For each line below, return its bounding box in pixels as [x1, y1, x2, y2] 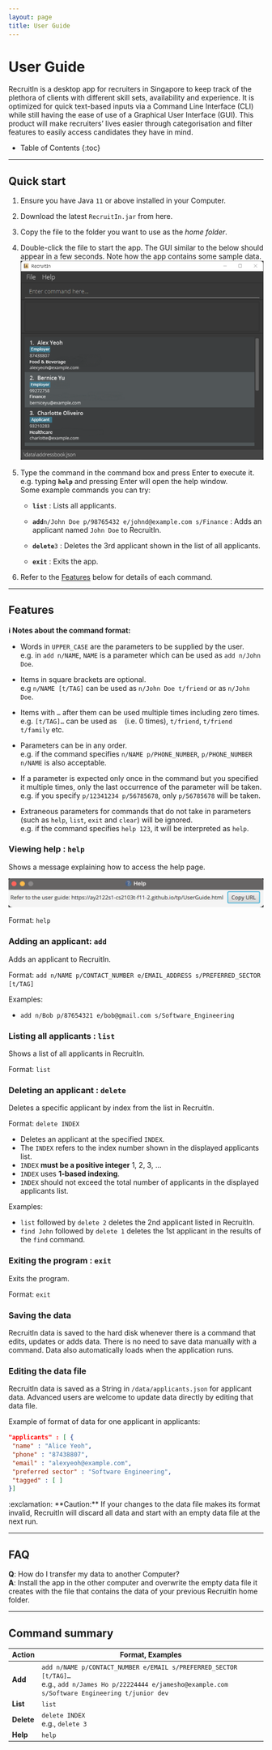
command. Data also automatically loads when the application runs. [8, 1345, 235, 1354]
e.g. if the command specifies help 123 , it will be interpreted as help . [19, 823, 249, 833]
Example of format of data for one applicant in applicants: [8, 1417, 201, 1426]
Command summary [8, 1626, 114, 1640]
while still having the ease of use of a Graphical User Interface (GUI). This [8, 110, 254, 120]
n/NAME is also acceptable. [19, 757, 107, 767]
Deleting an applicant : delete [8, 1084, 127, 1096]
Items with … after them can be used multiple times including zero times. [19, 707, 261, 717]
